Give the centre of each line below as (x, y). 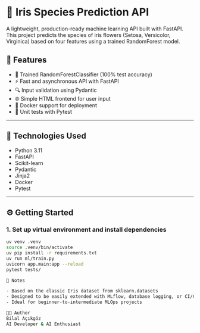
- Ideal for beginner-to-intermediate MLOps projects (74, 302)
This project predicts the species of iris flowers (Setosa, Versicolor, (88, 35)
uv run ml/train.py (30, 259)
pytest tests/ (24, 270)
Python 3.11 (29, 150)
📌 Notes (16, 280)
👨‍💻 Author (18, 313)
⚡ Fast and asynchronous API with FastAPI (67, 81)
